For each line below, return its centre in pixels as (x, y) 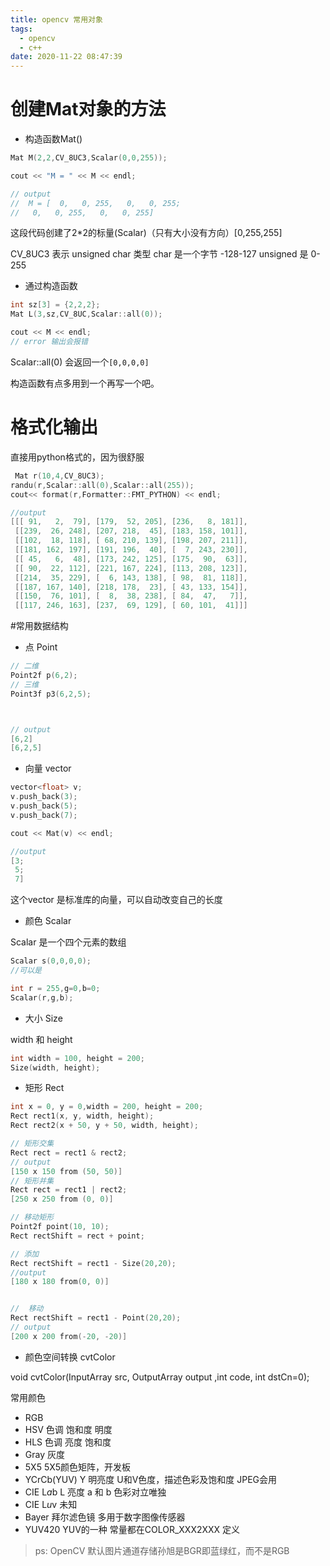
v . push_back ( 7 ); (44, 815)
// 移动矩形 (32, 1217)
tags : (21, 29)
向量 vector (48, 768)
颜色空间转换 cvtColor (70, 1357)
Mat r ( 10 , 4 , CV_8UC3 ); (59, 476)
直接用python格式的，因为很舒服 (77, 457)
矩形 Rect (44, 1088)
